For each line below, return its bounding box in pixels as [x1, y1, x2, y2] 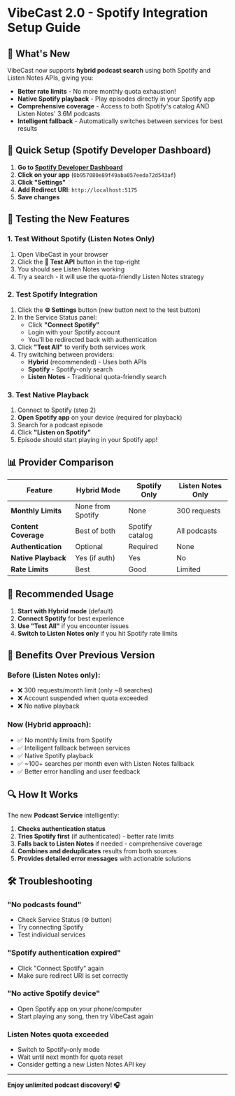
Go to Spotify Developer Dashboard [17, 163, 123, 171]
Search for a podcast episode [17, 421, 104, 429]
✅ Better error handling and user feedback [17, 767, 141, 776]
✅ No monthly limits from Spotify [17, 736, 113, 744]
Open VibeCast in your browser [17, 250, 108, 258]
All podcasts [176, 526, 218, 536]
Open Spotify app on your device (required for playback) [17, 413, 183, 422]
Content [10, 521, 38, 531]
